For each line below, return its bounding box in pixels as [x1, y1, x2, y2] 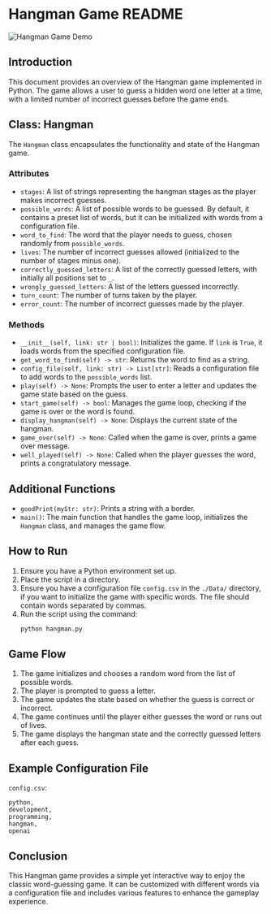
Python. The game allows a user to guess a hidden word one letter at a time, [8, 85, 264, 95]
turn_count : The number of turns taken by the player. [19, 290, 198, 300]
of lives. [19, 721, 47, 730]
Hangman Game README [8, 5, 183, 24]
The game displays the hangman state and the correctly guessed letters [19, 729, 261, 739]
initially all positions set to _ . [19, 273, 114, 283]
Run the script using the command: [19, 609, 138, 618]
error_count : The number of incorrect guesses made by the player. [19, 298, 245, 309]
